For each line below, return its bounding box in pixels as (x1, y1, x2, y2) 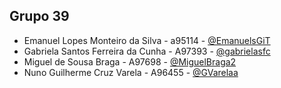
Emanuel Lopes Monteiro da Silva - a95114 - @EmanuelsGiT (23, 34, 271, 46)
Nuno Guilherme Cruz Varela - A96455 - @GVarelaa (23, 66, 239, 78)
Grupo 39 (9, 8, 70, 25)
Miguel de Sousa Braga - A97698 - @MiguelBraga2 (23, 55, 237, 68)
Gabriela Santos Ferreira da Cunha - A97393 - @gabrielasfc (23, 45, 271, 57)
